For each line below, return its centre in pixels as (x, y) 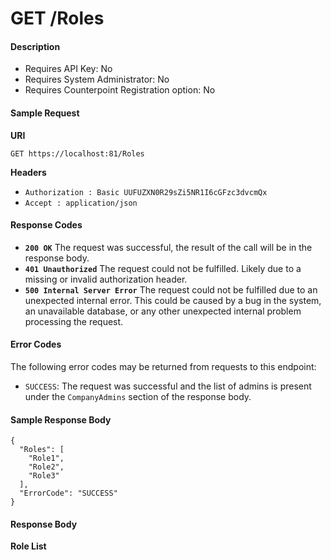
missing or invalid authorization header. (106, 279)
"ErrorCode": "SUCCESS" (68, 493)
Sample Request (45, 113)
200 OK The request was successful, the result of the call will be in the (168, 247)
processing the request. (74, 321)
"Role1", (46, 458)
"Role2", (46, 467)
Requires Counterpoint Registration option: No (120, 90)
